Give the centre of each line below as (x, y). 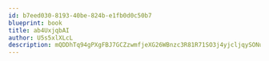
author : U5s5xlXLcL (41, 38)
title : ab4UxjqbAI (39, 30)
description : (30, 45)
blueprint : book (35, 23)
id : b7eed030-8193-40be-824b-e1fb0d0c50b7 (80, 15)
